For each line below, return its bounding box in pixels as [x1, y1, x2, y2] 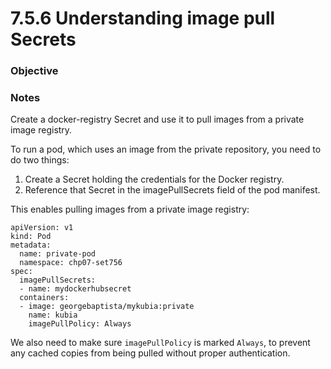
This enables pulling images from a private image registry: [10, 203, 250, 216]
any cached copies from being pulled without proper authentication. [10, 347, 291, 359]
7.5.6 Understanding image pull [10, 7, 276, 30]
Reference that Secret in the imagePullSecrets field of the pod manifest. [24, 184, 321, 196]
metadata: [10, 240, 52, 251]
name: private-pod [19, 249, 97, 259]
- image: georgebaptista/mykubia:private [19, 302, 195, 312]
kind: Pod [10, 232, 52, 242]
